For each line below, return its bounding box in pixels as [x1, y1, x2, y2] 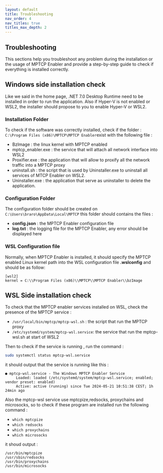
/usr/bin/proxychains [5, 459, 49, 464]
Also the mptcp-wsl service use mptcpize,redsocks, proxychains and [5, 397, 144, 403]
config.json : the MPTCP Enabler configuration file [12, 221, 114, 227]
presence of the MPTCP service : [5, 309, 72, 315]
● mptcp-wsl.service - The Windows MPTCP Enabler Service [5, 371, 125, 376]
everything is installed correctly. [5, 66, 70, 72]
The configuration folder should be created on [5, 206, 98, 212]
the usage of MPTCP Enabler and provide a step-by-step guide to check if [5, 61, 154, 67]
